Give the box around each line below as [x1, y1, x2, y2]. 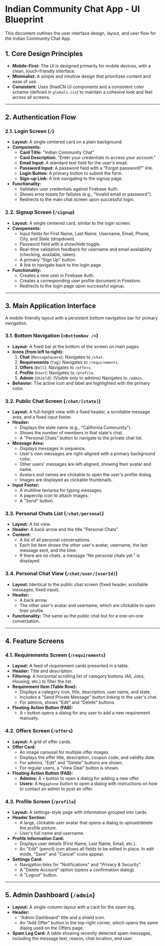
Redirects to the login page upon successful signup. [19, 283, 125, 289]
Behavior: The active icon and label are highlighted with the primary [12, 380, 150, 386]
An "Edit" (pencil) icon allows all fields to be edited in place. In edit [19, 846, 154, 852]
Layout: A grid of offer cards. [12, 739, 72, 745]
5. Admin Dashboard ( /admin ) [5, 891, 95, 899]
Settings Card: [12, 856, 43, 862]
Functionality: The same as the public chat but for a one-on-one [12, 613, 144, 619]
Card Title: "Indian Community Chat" [19, 149, 95, 156]
